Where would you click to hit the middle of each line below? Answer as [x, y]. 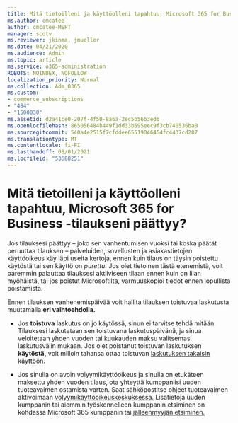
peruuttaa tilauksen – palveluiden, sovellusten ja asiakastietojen [100, 250]
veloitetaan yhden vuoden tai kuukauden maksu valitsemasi [105, 338]
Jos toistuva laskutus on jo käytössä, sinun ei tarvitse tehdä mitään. [117, 323]
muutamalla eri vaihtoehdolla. [51, 309]
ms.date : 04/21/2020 [38, 47]
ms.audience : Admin [36, 54]
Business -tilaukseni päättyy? [97, 224]
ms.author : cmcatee [36, 21]
